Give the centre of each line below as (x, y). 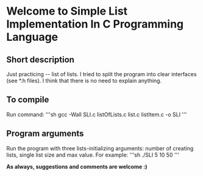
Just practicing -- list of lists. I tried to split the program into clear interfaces (101, 74)
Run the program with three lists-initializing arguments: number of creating (100, 148)
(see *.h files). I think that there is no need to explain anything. (84, 81)
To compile (28, 100)
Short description (41, 59)
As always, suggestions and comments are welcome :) (77, 166)
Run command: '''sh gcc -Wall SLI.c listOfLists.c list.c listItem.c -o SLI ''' (97, 114)
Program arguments (45, 134)
